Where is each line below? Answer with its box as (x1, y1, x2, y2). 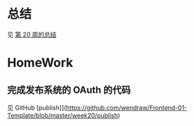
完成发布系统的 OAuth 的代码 (7, 84, 131, 96)
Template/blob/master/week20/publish (7, 111, 118, 119)
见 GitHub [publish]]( (7, 103, 67, 112)
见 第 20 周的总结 (7, 30, 57, 39)
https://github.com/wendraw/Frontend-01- (65, 103, 188, 112)
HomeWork (7, 55, 73, 71)
